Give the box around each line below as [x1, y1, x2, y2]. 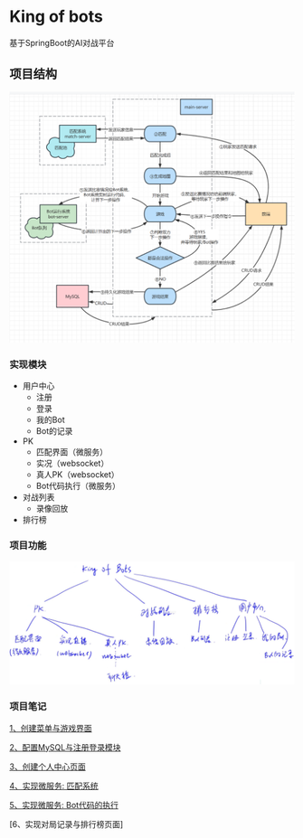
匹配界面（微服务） [35, 447, 109, 457]
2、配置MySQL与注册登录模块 [9, 741, 121, 752]
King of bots [9, 6, 104, 27]
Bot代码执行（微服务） [35, 481, 120, 492]
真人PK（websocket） [35, 469, 119, 480]
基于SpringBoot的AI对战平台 [9, 37, 115, 48]
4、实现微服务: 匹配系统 [9, 780, 99, 791]
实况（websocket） [35, 458, 109, 469]
